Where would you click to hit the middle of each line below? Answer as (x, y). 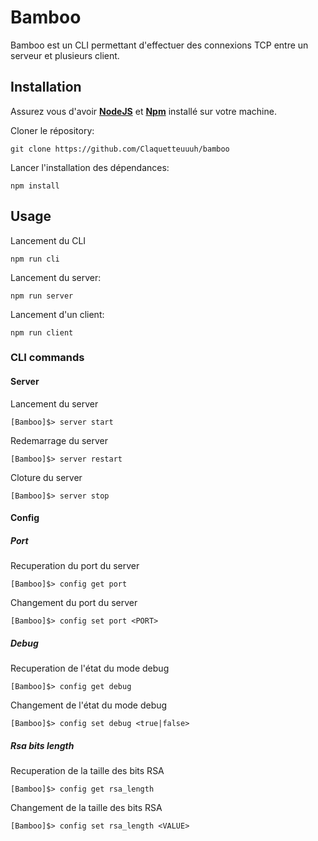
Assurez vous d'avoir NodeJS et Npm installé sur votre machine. (143, 111)
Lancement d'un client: (57, 314)
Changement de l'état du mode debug (89, 705)
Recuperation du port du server (75, 566)
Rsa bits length (42, 745)
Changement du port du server (74, 603)
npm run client (42, 332)
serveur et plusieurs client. (65, 55)
